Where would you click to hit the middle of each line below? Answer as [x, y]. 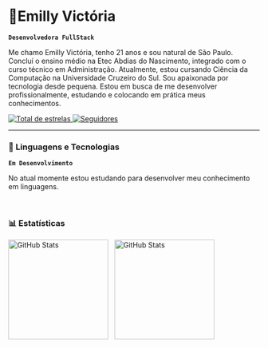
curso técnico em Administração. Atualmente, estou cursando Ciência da [128, 69]
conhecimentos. [35, 103]
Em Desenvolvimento [41, 164]
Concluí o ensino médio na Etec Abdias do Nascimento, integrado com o [127, 61]
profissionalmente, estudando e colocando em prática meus [107, 94]
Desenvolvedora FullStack [51, 38]
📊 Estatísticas [37, 223]
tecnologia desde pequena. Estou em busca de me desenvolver [113, 86]
